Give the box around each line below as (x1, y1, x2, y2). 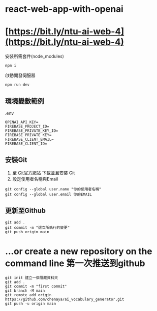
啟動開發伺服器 (5, 72, 35, 78)
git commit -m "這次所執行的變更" (5, 225, 70, 230)
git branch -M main (5, 288, 45, 293)
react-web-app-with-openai (5, 3, 124, 15)
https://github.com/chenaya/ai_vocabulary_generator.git (5, 297, 125, 302)
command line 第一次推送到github (5, 257, 145, 269)
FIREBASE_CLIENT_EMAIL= (5, 137, 54, 142)
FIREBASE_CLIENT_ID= (5, 141, 48, 146)
